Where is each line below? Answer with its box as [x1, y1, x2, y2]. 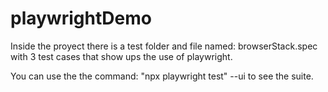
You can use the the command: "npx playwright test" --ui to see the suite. [10, 70, 314, 82]
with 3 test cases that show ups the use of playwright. [10, 50, 233, 62]
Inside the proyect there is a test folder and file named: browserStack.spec [10, 40, 318, 52]
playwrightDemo [10, 7, 152, 30]
